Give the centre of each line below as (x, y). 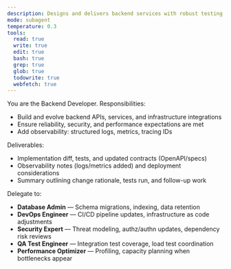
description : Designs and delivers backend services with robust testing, (117, 13)
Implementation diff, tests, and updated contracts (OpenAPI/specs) (112, 159)
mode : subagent (29, 20)
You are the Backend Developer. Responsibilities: (76, 103)
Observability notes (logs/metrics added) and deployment (99, 166)
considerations (38, 173)
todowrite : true (36, 78)
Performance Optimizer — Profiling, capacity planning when (103, 251)
